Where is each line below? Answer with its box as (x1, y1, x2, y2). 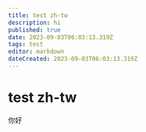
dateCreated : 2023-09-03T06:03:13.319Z (8, 55, 138, 63)
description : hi (8, 19, 61, 27)
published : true (8, 26, 61, 34)
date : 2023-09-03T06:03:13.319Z (8, 33, 113, 41)
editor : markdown (8, 48, 65, 55)
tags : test (8, 41, 44, 48)
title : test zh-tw (8, 11, 68, 20)
